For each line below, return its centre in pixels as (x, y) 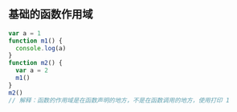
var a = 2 (32, 70)
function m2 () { (35, 63)
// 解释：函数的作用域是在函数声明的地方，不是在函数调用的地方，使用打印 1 (119, 100)
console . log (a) (41, 48)
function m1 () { (35, 41)
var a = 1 (25, 33)
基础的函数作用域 (51, 14)
